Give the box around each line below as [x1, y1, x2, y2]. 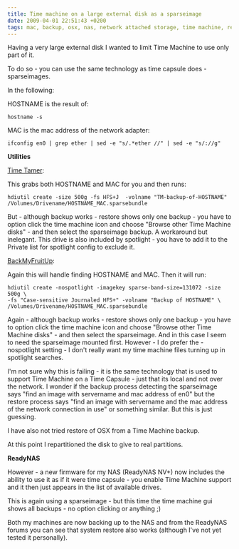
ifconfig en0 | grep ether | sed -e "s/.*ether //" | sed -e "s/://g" [7, 140, 221, 147]
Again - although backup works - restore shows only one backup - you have [7, 315, 231, 324]
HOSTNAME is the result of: [7, 100, 89, 108]
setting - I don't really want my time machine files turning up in [41, 346, 225, 354]
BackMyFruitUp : [7, 257, 55, 265]
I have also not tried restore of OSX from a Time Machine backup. [7, 426, 200, 435]
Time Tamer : [7, 166, 45, 175]
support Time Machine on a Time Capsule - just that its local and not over [7, 375, 223, 384]
